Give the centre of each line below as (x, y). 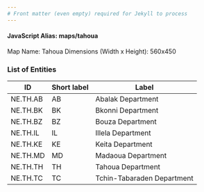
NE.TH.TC (27, 178)
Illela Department (123, 133)
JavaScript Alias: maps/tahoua (53, 36)
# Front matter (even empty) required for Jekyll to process (97, 14)
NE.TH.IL (25, 133)
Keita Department (124, 145)
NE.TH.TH (27, 167)
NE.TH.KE (27, 145)
